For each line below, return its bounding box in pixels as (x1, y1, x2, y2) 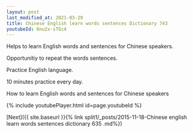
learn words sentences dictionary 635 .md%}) (6, 120, 122, 128)
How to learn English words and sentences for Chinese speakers (6, 90, 169, 98)
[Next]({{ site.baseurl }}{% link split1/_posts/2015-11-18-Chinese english (6, 113, 188, 121)
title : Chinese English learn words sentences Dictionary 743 (6, 20, 168, 26)
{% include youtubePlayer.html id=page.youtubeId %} (6, 102, 142, 109)
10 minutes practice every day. (6, 78, 84, 85)
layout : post (6, 9, 40, 15)
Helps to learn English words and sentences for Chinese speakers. (6, 43, 174, 50)
